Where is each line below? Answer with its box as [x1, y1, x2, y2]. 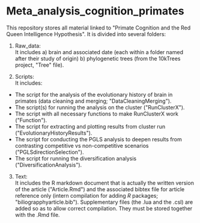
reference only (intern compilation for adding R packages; [14, 192, 158, 199]
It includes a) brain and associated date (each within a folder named [14, 48, 183, 55]
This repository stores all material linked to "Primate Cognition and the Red [6, 24, 191, 31]
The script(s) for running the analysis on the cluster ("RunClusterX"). [14, 103, 185, 111]
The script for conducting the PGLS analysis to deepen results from [14, 135, 182, 142]
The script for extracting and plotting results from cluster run [14, 123, 166, 130]
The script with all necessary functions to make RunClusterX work [14, 110, 179, 117]
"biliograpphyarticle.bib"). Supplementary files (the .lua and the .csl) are [14, 198, 193, 206]
